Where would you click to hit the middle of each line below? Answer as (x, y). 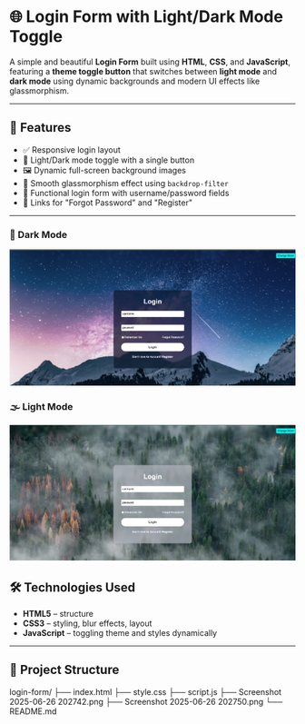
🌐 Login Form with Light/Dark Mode (147, 17)
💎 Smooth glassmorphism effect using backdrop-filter (125, 183)
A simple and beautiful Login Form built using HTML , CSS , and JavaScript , (150, 62)
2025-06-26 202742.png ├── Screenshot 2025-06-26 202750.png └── (146, 701)
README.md (33, 711)
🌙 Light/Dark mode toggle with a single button (108, 160)
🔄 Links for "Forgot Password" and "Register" (108, 203)
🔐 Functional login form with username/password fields (126, 193)
